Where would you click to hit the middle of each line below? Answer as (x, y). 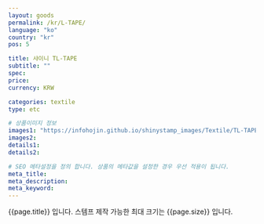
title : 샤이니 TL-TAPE (43, 59)
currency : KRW (31, 88)
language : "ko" (33, 30)
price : (19, 80)
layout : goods (31, 15)
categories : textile (42, 102)
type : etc (24, 109)
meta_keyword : (31, 189)
